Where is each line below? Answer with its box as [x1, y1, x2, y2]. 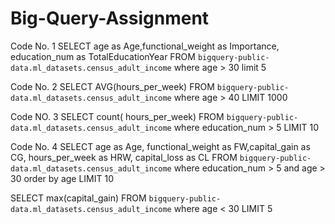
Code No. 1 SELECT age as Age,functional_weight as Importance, [10, 40, 280, 52]
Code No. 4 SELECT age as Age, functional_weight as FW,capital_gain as [10, 140, 311, 152]
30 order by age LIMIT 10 [10, 172, 115, 184]
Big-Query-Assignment [10, 7, 210, 30]
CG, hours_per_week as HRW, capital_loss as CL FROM [10, 151, 238, 163]
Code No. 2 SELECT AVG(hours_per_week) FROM [10, 80, 215, 92]
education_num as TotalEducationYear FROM [10, 50, 196, 62]
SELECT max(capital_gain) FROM [10, 192, 147, 204]
